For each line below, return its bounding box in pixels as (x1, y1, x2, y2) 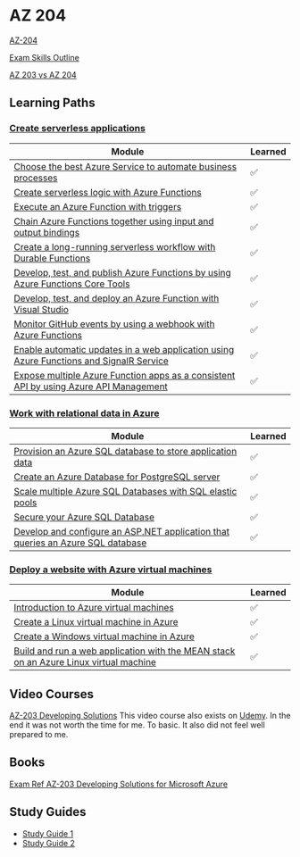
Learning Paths (9, 96, 96, 111)
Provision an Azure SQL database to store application (13, 445, 237, 457)
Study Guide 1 (21, 828, 74, 839)
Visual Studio (13, 303, 70, 315)
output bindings (13, 226, 80, 238)
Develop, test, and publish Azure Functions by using (13, 266, 232, 279)
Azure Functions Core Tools (13, 278, 130, 290)
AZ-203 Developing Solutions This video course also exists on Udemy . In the (9, 711, 291, 721)
